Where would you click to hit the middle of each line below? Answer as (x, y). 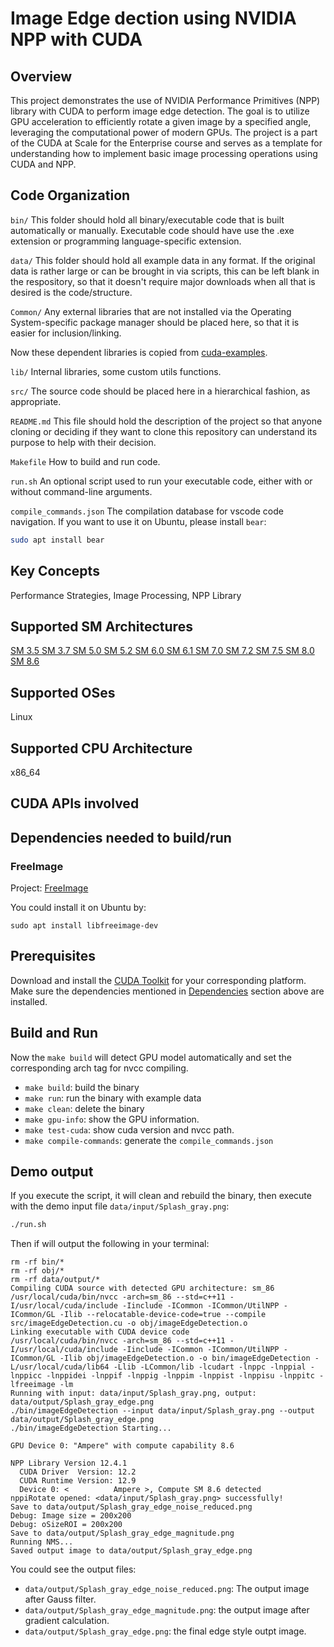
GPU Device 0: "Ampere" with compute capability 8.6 (122, 1446)
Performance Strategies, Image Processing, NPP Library (126, 595)
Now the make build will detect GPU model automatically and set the (151, 1057)
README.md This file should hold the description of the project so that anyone (166, 421)
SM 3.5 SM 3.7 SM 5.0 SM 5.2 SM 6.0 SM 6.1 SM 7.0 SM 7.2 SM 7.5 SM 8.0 (162, 651)
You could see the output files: (73, 1569)
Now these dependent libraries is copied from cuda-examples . (139, 352)
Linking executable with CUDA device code (100, 1332)
